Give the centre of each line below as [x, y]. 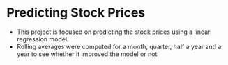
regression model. [43, 39]
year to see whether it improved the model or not [87, 54]
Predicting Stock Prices [76, 13]
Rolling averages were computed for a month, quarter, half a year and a [119, 46]
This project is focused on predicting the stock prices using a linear [113, 32]
